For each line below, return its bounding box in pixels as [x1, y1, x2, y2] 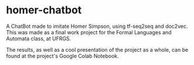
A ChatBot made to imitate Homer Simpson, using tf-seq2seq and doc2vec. [6, 23, 188, 30]
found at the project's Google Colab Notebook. [6, 52, 119, 59]
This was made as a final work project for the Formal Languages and [6, 28, 172, 35]
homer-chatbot [6, 3, 82, 17]
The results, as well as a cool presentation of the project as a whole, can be [6, 46, 189, 53]
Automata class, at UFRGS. [6, 35, 72, 42]
